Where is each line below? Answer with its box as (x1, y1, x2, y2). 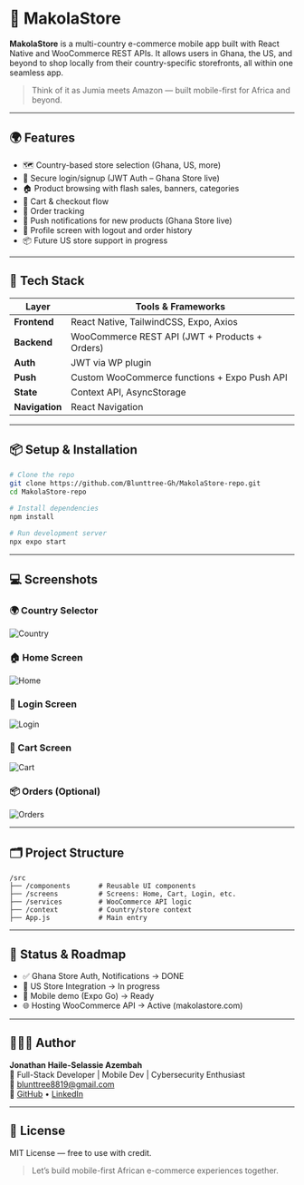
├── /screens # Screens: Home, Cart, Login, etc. (9, 889, 237, 899)
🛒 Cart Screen (9, 741, 72, 754)
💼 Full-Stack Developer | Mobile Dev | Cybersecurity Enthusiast (9, 1069, 246, 1080)
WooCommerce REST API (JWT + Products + (71, 330, 263, 343)
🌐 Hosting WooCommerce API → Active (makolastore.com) (22, 1000, 243, 1011)
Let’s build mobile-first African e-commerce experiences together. (31, 1165, 279, 1176)
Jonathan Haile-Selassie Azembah (9, 1059, 143, 1070)
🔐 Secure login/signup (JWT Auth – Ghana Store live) (22, 172, 220, 183)
